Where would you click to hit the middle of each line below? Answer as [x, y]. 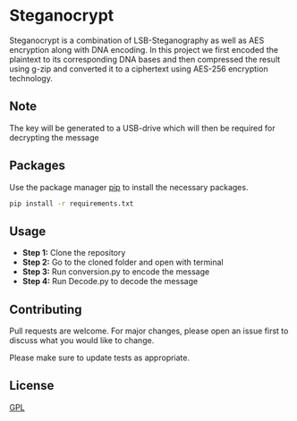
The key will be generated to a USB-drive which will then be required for [142, 128]
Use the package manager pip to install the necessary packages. [129, 187]
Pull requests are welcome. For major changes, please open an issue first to [149, 331]
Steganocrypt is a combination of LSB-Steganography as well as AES [137, 40]
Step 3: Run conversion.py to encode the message [116, 272]
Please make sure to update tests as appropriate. [100, 358]
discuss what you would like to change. [82, 341]
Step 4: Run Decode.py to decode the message [110, 282]
